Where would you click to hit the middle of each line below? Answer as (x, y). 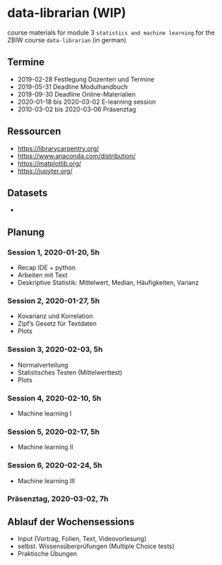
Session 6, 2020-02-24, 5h (55, 466)
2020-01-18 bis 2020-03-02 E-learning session (87, 102)
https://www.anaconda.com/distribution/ (76, 156)
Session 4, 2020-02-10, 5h (54, 398)
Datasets (27, 193)
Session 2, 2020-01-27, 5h (54, 300)
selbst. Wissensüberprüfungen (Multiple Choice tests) (96, 546)
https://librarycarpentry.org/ (58, 148)
